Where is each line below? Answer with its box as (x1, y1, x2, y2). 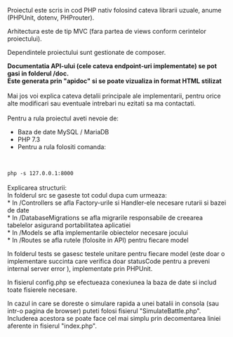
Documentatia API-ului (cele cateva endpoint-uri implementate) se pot (7, 62, 218, 70)
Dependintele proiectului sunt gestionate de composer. (7, 49, 166, 56)
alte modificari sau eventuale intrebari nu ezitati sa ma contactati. (7, 99, 197, 108)
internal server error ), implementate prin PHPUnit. (7, 265, 153, 273)
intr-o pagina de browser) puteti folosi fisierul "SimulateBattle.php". (7, 307, 201, 315)
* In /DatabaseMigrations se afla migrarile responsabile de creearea (7, 214, 204, 222)
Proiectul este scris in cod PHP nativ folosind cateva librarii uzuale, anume (7, 6, 222, 14)
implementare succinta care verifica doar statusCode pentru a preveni (7, 257, 211, 265)
